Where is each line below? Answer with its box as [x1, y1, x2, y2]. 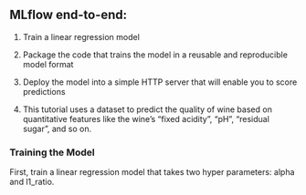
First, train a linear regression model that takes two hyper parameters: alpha [9, 167, 295, 178]
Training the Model [9, 146, 95, 159]
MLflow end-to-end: [9, 7, 128, 23]
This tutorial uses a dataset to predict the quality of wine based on [22, 104, 272, 115]
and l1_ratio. [9, 177, 55, 188]
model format [22, 58, 74, 69]
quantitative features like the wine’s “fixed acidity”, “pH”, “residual [22, 113, 269, 124]
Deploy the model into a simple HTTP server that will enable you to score [22, 77, 298, 87]
